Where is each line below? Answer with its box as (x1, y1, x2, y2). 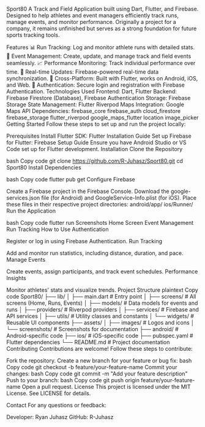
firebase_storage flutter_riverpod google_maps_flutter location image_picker (6, 114, 199, 121)
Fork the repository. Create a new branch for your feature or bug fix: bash (6, 357, 192, 364)
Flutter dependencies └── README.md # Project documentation (6, 339, 170, 346)
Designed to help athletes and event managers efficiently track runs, (6, 12, 179, 19)
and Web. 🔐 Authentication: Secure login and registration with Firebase (6, 81, 185, 88)
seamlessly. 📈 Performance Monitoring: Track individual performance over (6, 60, 196, 66)
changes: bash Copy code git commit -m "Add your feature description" (6, 370, 188, 377)
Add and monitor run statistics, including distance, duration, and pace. (6, 249, 184, 257)
